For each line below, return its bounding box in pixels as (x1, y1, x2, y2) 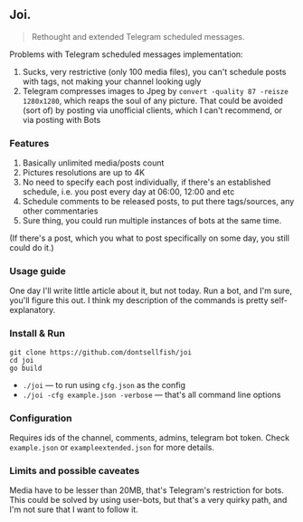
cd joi (9, 356, 34, 365)
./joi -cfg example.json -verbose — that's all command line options (22, 389, 281, 400)
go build (9, 364, 43, 373)
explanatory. (9, 305, 56, 316)
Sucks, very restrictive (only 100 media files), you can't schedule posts (22, 66, 287, 77)
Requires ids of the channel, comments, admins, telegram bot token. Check (9, 432, 290, 442)
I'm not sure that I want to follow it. (9, 504, 138, 515)
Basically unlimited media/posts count (22, 157, 165, 168)
